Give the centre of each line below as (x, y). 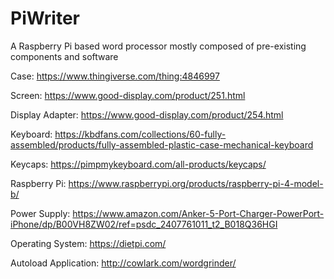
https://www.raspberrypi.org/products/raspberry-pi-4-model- (196, 183)
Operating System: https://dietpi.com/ (88, 243)
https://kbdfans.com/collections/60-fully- (140, 134)
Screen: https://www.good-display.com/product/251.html (128, 95)
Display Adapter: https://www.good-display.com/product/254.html (147, 114)
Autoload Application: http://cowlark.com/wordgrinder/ (123, 263)
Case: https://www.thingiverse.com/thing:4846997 (115, 76)
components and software (64, 56)
